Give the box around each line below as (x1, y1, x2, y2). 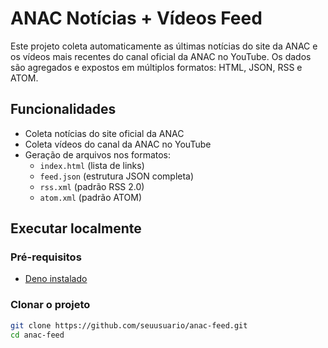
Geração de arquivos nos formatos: (24, 148, 172, 161)
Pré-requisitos (10, 250, 82, 264)
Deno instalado (24, 273, 88, 285)
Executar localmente (10, 220, 142, 237)
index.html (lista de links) (39, 159, 145, 171)
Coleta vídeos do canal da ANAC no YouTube (24, 138, 212, 150)
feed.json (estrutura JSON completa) (39, 170, 195, 182)
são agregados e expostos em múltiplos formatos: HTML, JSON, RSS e (10, 61, 303, 73)
